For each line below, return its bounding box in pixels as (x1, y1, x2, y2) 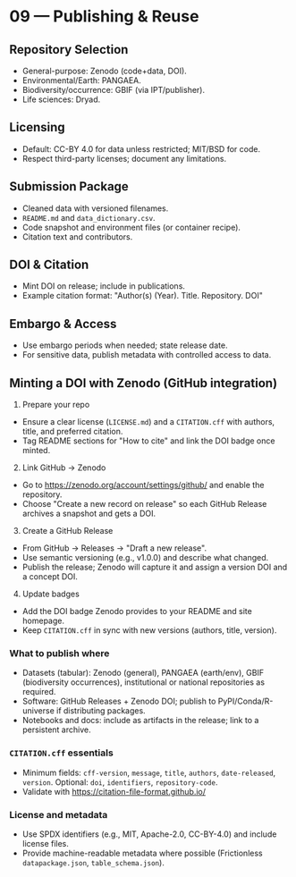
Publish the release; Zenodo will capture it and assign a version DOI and (21, 561, 288, 573)
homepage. (21, 615, 65, 627)
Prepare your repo (21, 400, 90, 410)
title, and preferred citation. (21, 426, 123, 437)
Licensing (9, 120, 65, 135)
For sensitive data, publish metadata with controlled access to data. (21, 350, 272, 360)
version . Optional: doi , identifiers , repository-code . (21, 776, 218, 788)
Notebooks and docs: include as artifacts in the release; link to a (21, 715, 259, 726)
